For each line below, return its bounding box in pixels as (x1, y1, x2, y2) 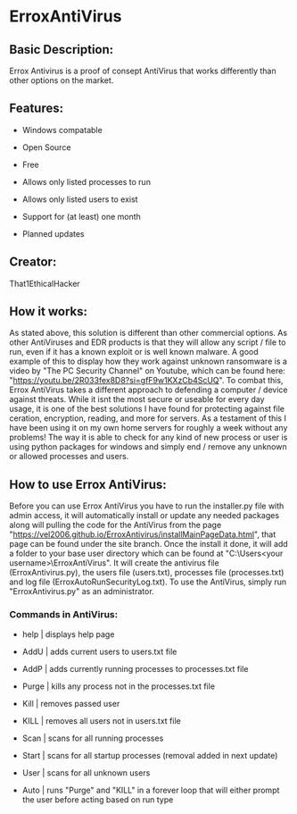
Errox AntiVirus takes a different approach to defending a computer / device (9, 384, 288, 395)
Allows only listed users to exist (21, 194, 138, 205)
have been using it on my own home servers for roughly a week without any (9, 423, 288, 433)
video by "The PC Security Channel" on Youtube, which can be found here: (9, 365, 285, 376)
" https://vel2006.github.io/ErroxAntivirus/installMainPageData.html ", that (9, 529, 276, 540)
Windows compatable (21, 124, 103, 135)
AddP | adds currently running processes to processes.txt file (21, 663, 249, 674)
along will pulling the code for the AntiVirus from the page (9, 520, 222, 531)
